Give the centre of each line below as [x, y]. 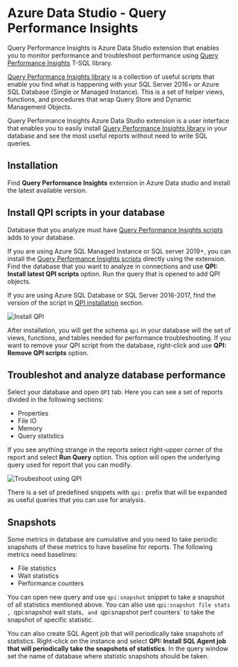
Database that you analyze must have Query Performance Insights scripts [115, 229]
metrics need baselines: [42, 555]
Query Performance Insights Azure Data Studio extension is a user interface [118, 120]
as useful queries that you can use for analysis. [76, 500]
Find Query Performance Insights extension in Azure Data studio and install [119, 183]
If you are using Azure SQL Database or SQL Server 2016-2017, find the [112, 295]
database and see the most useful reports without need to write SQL [108, 136]
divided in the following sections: [56, 400]
